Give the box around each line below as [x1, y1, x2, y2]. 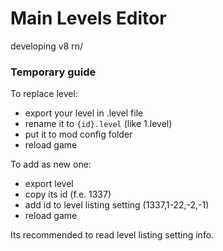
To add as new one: [10, 158, 92, 171]
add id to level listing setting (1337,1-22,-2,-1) [24, 199, 210, 211]
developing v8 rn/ [10, 40, 84, 52]
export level [24, 178, 74, 190]
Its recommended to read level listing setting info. [10, 229, 215, 241]
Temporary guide [10, 65, 97, 79]
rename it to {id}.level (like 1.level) [24, 118, 173, 130]
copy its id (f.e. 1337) [24, 188, 112, 201]
